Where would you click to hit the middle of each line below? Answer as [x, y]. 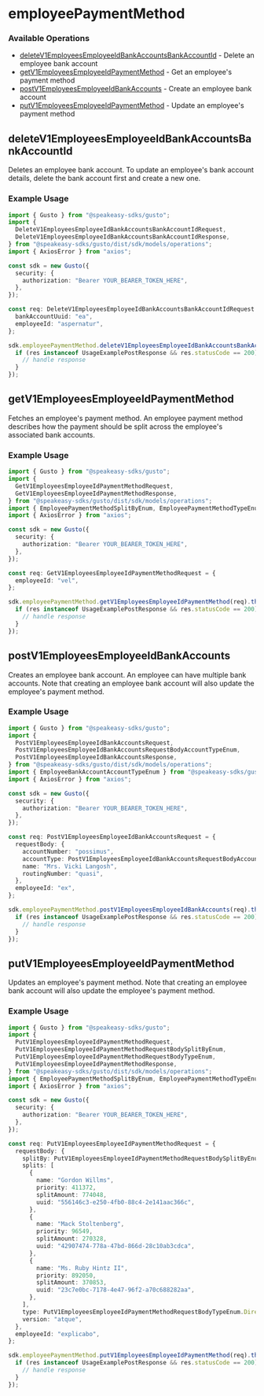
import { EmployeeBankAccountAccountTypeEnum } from [96, 772]
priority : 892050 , [66, 1276]
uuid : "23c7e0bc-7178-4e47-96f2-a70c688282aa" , [115, 1290]
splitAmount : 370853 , [72, 1283]
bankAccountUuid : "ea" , [54, 317]
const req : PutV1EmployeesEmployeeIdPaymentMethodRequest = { [112, 1143]
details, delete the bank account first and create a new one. [104, 179]
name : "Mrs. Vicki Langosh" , [70, 866]
